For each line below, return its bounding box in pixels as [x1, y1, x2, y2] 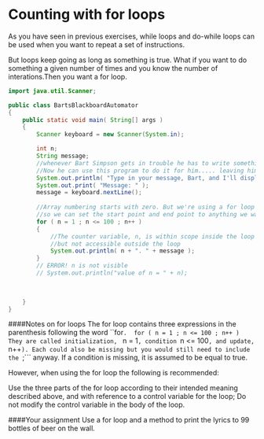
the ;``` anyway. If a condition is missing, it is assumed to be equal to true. [8, 352, 247, 363]
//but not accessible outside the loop [49, 240, 181, 248]
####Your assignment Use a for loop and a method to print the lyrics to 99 [8, 415, 250, 425]
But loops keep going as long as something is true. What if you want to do [8, 55, 247, 65]
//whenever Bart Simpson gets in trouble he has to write [36, 159, 230, 167]
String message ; [36, 152, 90, 160]
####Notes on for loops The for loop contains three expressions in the [8, 319, 237, 329]
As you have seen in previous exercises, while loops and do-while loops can [8, 31, 255, 41]
